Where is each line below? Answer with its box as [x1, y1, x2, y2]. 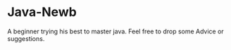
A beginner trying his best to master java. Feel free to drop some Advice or [7, 27, 224, 35]
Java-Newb [7, 4, 77, 20]
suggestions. [7, 34, 45, 42]
